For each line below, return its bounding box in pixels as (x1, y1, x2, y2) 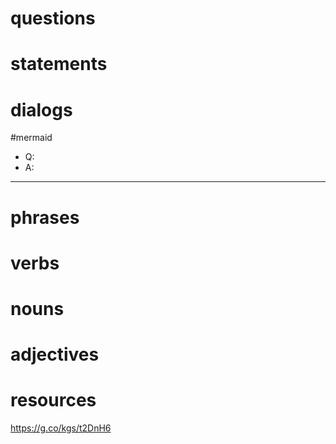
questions (10, 7, 96, 30)
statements (10, 53, 108, 76)
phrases (10, 206, 80, 229)
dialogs (10, 98, 73, 121)
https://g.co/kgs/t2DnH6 (10, 422, 112, 434)
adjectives (10, 343, 100, 366)
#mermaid (10, 132, 53, 144)
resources (10, 389, 97, 412)
